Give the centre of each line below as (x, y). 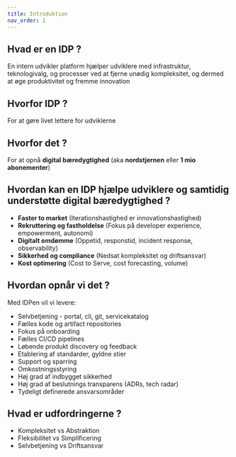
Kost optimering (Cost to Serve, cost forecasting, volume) (103, 263)
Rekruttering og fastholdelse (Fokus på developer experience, (109, 225)
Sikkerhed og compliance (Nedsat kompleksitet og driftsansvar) (112, 255)
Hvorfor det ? (37, 143)
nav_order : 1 (27, 21)
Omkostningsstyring (47, 368)
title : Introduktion (38, 14)
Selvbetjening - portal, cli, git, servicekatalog (83, 316)
